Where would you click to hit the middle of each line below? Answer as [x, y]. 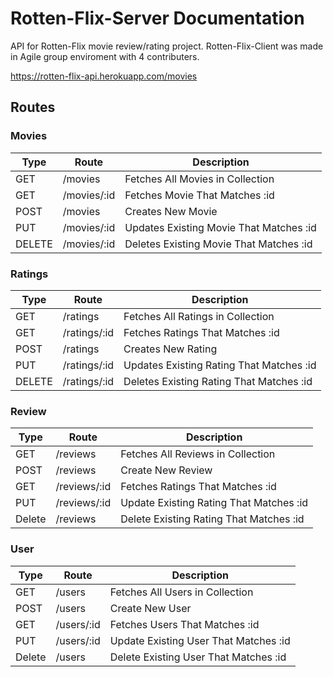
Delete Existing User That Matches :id [198, 657]
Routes [33, 107]
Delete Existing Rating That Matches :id [212, 519]
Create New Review [166, 470]
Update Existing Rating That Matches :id [214, 503]
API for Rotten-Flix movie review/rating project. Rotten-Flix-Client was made [167, 46]
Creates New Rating [170, 349]
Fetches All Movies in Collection [199, 179]
